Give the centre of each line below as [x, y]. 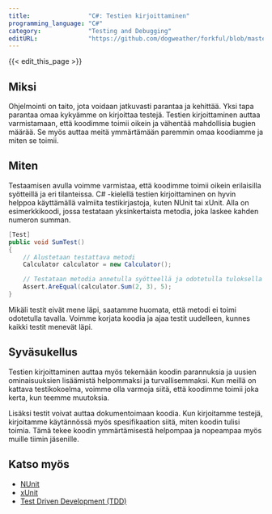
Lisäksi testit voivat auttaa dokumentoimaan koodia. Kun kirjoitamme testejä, [136, 413]
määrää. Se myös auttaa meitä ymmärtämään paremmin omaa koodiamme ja [136, 132]
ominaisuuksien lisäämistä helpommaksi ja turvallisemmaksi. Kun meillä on [132, 380]
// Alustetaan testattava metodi [79, 257]
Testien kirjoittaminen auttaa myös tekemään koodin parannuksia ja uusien [132, 372]
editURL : [23, 38]
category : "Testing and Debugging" [90, 31]
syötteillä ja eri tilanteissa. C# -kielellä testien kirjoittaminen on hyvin [122, 194]
